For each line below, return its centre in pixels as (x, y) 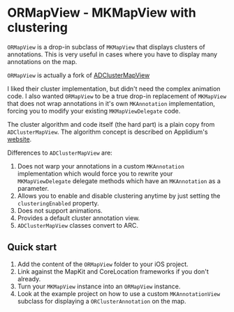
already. (29, 279)
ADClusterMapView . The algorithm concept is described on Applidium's (108, 132)
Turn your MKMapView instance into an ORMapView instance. (99, 286)
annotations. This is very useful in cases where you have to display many (112, 54)
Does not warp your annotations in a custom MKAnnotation (101, 166)
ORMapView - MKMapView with (102, 13)
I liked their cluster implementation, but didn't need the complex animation (114, 88)
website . (20, 139)
